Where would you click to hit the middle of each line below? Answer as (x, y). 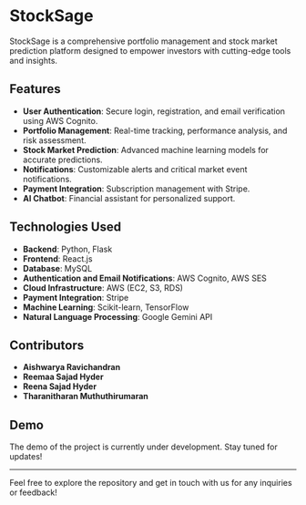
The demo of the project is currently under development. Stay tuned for (143, 447)
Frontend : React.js (57, 258)
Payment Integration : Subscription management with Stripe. (136, 189)
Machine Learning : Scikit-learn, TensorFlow (106, 307)
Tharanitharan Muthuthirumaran (85, 397)
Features (35, 89)
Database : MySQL (57, 268)
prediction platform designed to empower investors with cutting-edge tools (150, 50)
